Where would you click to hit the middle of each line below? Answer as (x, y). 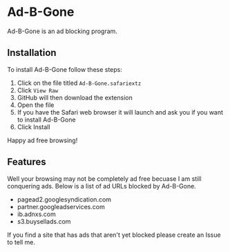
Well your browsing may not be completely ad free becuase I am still (104, 178)
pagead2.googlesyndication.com (64, 199)
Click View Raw (38, 90)
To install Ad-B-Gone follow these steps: (65, 69)
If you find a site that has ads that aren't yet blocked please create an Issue (114, 235)
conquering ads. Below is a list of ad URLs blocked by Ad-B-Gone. (102, 186)
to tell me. (21, 242)
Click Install (33, 127)
